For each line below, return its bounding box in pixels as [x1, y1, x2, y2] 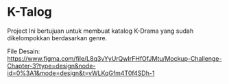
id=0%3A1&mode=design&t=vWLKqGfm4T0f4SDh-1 [7, 69, 155, 77]
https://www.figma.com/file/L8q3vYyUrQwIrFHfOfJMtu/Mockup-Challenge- [7, 54, 222, 62]
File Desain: [7, 47, 40, 55]
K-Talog [7, 4, 53, 20]
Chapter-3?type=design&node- [7, 61, 96, 70]
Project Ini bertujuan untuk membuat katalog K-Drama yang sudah [7, 27, 194, 35]
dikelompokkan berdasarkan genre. [7, 33, 108, 42]
